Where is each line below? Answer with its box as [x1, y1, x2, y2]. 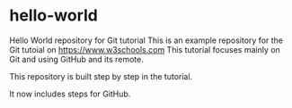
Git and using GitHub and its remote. [9, 54, 144, 64]
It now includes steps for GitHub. [9, 88, 131, 99]
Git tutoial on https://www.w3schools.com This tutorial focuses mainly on [9, 44, 280, 54]
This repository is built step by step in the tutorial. [9, 71, 193, 81]
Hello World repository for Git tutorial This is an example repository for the [9, 35, 284, 46]
